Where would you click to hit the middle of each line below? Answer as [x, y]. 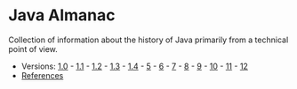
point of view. [33, 48]
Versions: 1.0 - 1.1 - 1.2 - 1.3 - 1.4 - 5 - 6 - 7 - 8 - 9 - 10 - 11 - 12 [134, 66]
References [42, 75]
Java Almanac [62, 15]
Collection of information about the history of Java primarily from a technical [148, 40]
